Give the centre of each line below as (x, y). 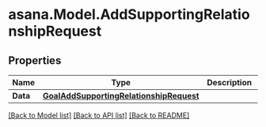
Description (229, 82)
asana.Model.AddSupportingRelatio (129, 15)
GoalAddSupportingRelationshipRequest (121, 96)
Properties (35, 60)
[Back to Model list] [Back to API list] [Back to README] (99, 115)
